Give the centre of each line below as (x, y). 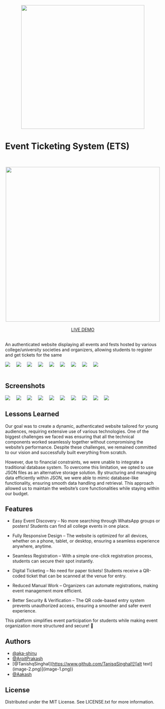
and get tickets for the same (34, 355)
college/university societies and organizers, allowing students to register (79, 350)
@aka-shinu (24, 654)
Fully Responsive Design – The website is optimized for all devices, (80, 536)
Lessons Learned (32, 414)
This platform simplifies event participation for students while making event (81, 620)
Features (19, 509)
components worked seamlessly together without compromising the (74, 442)
